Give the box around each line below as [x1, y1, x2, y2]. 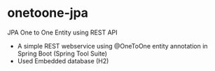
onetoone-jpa [7, 5, 89, 21]
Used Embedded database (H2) [17, 56, 109, 65]
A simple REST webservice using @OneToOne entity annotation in [17, 41, 208, 50]
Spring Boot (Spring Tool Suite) [17, 49, 107, 58]
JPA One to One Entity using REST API [7, 28, 118, 37]
